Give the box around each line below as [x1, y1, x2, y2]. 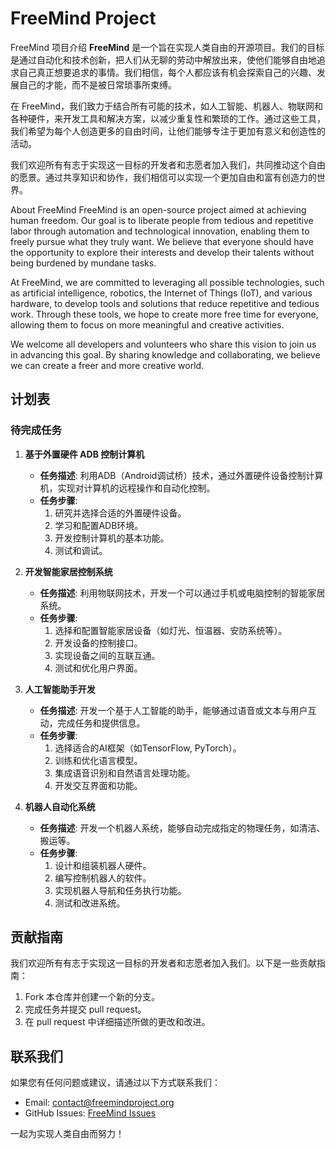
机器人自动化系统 [24, 800, 96, 812]
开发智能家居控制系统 [24, 565, 113, 577]
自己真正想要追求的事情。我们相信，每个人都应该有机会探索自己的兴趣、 [18, 66, 317, 78]
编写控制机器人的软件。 [54, 872, 152, 884]
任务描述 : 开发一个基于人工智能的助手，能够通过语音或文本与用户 [39, 704, 308, 716]
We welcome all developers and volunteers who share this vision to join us [10, 338, 317, 350]
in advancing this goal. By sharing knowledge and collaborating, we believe [10, 348, 321, 361]
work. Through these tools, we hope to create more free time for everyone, [10, 308, 319, 320]
